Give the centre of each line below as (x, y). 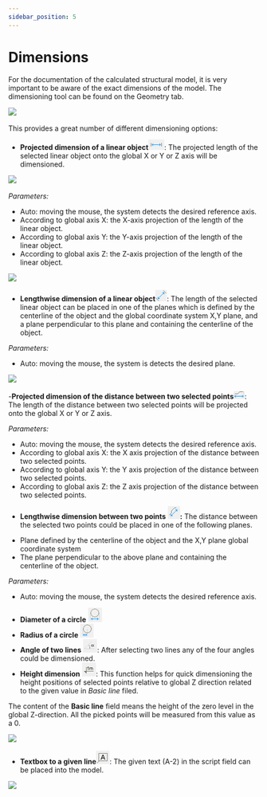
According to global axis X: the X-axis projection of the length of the (132, 220)
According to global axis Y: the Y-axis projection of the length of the (131, 237)
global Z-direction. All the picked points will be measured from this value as (132, 714)
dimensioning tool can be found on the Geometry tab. (96, 96)
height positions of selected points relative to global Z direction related (136, 682)
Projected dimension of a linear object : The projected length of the (139, 147)
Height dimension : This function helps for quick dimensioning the (136, 673)
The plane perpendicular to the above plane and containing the (123, 557)
